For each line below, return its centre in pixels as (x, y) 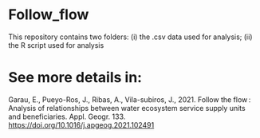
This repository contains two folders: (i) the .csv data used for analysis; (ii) (130, 37)
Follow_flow (49, 15)
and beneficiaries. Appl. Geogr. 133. (67, 116)
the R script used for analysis (56, 45)
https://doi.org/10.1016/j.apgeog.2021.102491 (81, 124)
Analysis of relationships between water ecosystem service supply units (127, 108)
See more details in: (75, 78)
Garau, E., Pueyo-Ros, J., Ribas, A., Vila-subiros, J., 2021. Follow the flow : (130, 99)
